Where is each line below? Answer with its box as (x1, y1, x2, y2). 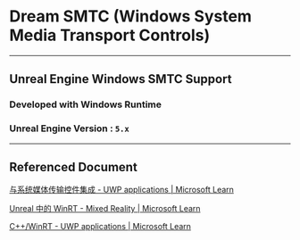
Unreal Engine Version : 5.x (9, 122, 129, 135)
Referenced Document (9, 159, 138, 175)
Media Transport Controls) (9, 25, 211, 46)
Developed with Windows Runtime (9, 98, 162, 111)
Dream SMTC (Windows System (9, 6, 253, 27)
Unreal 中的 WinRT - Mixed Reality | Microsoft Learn (9, 203, 201, 214)
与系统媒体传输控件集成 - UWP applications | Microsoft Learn (9, 185, 235, 195)
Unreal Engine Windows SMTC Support (9, 71, 232, 87)
